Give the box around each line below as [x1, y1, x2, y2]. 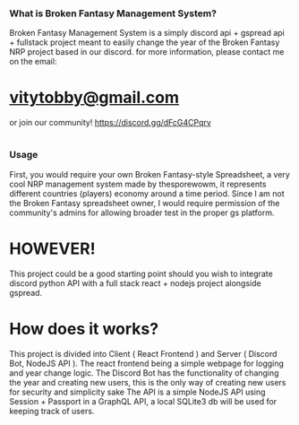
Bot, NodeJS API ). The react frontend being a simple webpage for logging [9, 358, 285, 369]
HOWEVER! [9, 239, 96, 258]
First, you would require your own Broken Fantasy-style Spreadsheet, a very [9, 169, 291, 179]
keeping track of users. [9, 405, 95, 416]
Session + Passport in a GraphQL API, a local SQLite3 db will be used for [9, 395, 278, 406]
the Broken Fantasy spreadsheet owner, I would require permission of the [9, 197, 280, 208]
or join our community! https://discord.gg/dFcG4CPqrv [9, 117, 212, 128]
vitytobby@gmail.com [9, 88, 180, 108]
